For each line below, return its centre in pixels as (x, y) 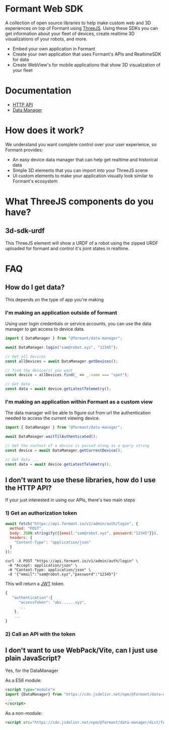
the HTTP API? (28, 488)
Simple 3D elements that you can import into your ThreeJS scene (80, 170)
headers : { (21, 538)
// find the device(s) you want (39, 370)
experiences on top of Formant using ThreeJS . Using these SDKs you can (82, 28)
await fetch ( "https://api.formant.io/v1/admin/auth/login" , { (72, 524)
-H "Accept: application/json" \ (43, 565)
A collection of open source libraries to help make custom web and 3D (78, 23)
